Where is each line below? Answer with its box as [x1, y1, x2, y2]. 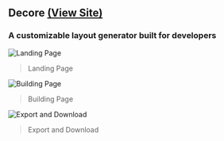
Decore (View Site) [8, 6, 103, 20]
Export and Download [27, 124, 99, 134]
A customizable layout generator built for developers [8, 30, 217, 41]
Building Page [27, 94, 74, 104]
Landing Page [27, 63, 74, 73]
